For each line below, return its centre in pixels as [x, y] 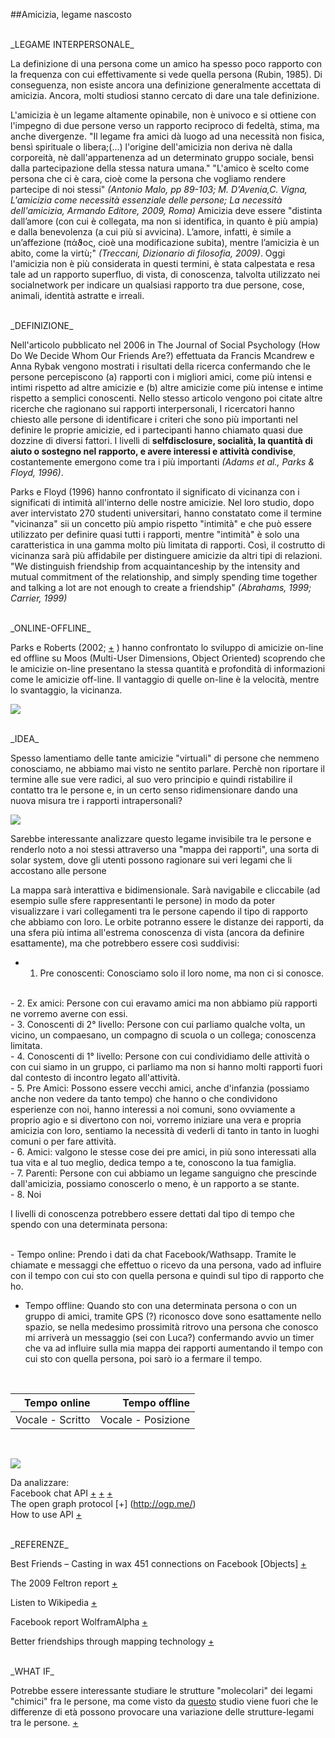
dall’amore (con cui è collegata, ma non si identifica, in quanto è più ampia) [164, 221]
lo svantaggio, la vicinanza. [66, 690]
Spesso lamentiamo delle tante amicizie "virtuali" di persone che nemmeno [165, 758]
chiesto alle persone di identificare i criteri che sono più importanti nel [154, 419]
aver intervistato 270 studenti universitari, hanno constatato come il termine [166, 513]
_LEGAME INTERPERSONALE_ [72, 44]
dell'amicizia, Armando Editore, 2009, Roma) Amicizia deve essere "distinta [166, 210]
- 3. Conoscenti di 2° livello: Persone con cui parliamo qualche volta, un [158, 1024]
